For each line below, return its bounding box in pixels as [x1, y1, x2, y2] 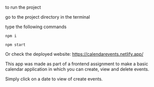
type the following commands [5, 24, 67, 30]
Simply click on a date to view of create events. [5, 76, 103, 82]
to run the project [5, 5, 41, 10]
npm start [5, 42, 26, 47]
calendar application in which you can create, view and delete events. [5, 66, 149, 72]
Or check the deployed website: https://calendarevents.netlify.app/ [5, 51, 144, 57]
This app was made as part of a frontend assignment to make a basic [5, 61, 148, 67]
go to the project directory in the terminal [5, 14, 90, 20]
